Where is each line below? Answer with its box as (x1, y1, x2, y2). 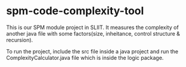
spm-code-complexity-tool (6, 4, 144, 18)
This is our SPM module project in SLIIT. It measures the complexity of (6, 24, 179, 31)
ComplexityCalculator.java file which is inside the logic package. (6, 54, 164, 61)
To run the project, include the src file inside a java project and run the (6, 47, 179, 55)
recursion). (6, 36, 33, 43)
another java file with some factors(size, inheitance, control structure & (6, 30, 181, 37)
